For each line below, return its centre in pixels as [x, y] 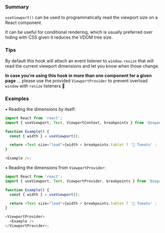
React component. [24, 23]
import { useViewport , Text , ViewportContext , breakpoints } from [74, 123]
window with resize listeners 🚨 [35, 86]
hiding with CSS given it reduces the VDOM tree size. [59, 37]
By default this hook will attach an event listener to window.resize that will [79, 61]
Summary [17, 7]
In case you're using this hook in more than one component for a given [79, 75]
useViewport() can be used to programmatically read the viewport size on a [82, 18]
